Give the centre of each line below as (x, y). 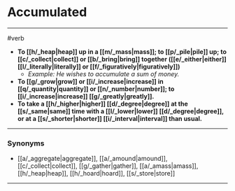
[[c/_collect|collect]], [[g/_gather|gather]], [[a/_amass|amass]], (108, 166)
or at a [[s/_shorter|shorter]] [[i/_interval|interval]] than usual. (110, 118)
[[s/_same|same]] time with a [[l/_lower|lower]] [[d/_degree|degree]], (120, 111)
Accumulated (47, 12)
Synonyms (26, 143)
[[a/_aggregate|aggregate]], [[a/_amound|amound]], (92, 159)
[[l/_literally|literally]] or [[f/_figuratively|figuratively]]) (99, 66)
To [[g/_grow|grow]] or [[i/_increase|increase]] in (90, 81)
